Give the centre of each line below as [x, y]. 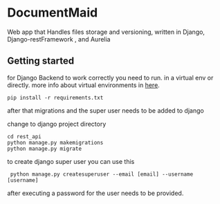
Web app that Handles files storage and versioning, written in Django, [106, 32]
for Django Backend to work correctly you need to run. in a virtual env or [110, 77]
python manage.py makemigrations [55, 142]
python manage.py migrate [44, 149]
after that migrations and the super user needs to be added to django [106, 110]
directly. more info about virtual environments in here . [84, 85]
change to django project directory [57, 124]
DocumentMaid [53, 13]
